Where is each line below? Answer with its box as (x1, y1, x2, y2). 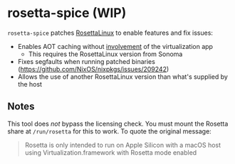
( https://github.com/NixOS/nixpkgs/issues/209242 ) (17, 65, 169, 73)
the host (17, 80, 43, 88)
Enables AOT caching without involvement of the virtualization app (17, 42, 214, 50)
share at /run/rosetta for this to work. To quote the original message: (7, 126, 211, 136)
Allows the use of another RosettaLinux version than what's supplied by (17, 72, 228, 81)
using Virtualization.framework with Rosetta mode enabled (24, 148, 197, 157)
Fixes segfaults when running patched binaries (17, 57, 155, 65)
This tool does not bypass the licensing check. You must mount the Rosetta (7, 119, 229, 128)
